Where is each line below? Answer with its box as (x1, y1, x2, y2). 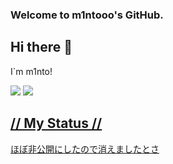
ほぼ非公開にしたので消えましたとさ (10, 143, 160, 155)
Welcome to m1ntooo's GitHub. (10, 8, 164, 22)
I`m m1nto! (10, 65, 53, 77)
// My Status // (10, 115, 103, 132)
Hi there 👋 (10, 39, 73, 56)
